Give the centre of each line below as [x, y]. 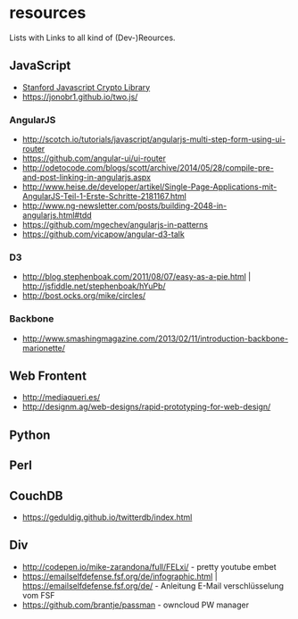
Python [30, 435]
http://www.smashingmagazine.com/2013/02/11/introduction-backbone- [155, 339]
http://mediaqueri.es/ [61, 397]
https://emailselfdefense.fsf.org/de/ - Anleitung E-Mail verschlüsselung [153, 586]
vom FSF [38, 595]
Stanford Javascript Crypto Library [86, 87]
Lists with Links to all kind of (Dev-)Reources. [92, 38]
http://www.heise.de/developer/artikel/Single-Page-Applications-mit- [149, 187]
